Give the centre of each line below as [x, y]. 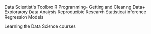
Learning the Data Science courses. [41, 26]
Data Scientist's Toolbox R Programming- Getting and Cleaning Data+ [75, 7]
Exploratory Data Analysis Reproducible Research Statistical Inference [75, 12]
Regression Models [24, 17]
